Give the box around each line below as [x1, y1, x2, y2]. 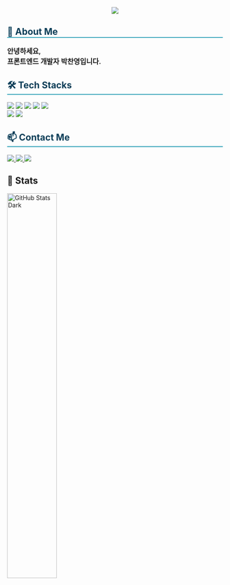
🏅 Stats [7, 175, 38, 187]
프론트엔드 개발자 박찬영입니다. [7, 56, 101, 66]
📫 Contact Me [7, 132, 71, 143]
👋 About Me [7, 26, 58, 38]
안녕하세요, [7, 46, 41, 55]
